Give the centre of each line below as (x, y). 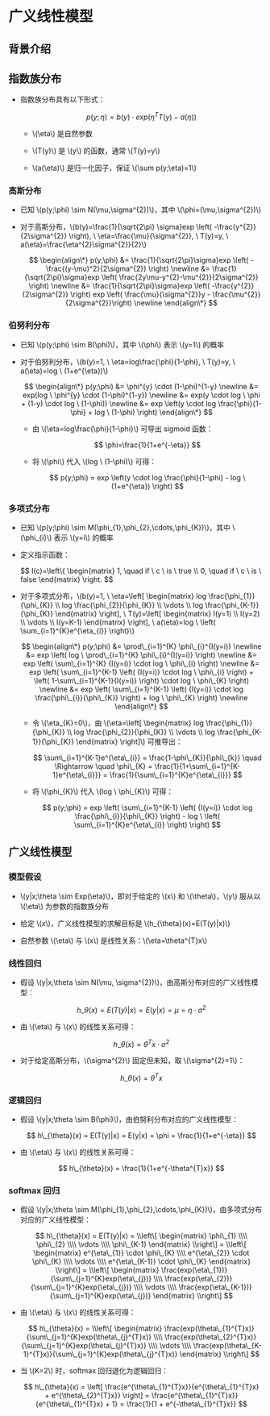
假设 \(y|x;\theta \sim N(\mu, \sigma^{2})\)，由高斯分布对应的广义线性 (135, 982)
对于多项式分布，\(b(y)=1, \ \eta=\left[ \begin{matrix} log (113, 596)
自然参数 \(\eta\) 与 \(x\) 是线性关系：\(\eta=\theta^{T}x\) (114, 941)
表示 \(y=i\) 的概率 (84, 538)
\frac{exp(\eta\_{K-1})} (215, 1287)
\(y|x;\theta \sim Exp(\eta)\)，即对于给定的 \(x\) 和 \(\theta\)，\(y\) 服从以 (140, 896)
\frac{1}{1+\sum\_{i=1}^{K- (197, 766)
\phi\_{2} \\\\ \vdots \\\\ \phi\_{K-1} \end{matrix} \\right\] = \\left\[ (141, 1244)
